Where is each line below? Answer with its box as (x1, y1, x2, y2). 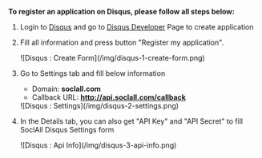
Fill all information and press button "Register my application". (19, 38, 224, 47)
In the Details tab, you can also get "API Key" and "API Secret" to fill (19, 117, 243, 126)
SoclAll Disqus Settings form (19, 125, 115, 134)
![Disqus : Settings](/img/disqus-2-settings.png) (19, 101, 179, 110)
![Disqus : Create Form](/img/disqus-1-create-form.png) (19, 53, 206, 62)
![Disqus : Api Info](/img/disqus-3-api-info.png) (19, 140, 177, 150)
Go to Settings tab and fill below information (19, 69, 166, 78)
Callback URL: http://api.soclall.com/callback (31, 93, 187, 102)
